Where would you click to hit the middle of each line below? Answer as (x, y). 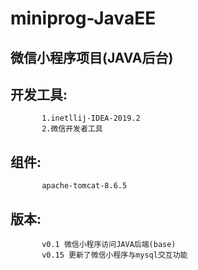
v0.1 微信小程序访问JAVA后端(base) (109, 245)
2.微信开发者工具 (72, 129)
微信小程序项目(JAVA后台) (92, 57)
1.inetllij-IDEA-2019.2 (91, 118)
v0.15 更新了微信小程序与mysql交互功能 (114, 255)
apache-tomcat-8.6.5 (84, 186)
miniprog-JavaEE (83, 18)
